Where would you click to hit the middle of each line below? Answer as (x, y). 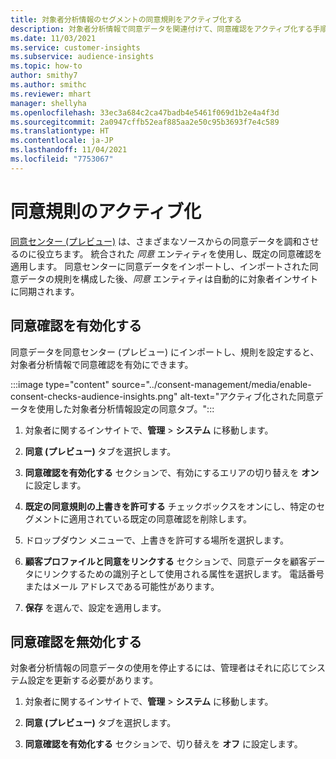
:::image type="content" (60, 384)
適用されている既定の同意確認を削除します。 (160, 518)
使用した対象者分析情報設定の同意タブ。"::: (125, 408)
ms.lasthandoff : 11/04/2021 (69, 150)
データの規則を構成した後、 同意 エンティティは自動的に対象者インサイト (168, 278)
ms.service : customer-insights (75, 47)
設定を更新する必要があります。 (93, 680)
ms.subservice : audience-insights (82, 57)
